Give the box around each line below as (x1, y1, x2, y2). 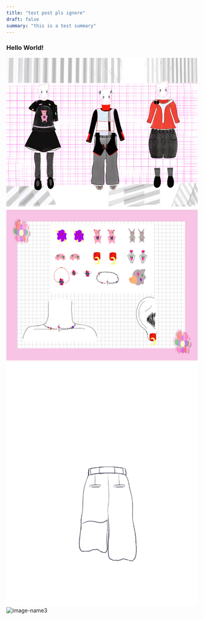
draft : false (6, 16, 39, 23)
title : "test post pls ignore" (6, 10, 86, 16)
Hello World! (6, 43, 44, 52)
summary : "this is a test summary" (6, 23, 97, 29)
